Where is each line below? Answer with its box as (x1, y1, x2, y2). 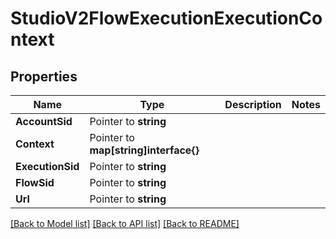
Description (224, 98, 282, 111)
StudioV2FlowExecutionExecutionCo (10, 7, 323, 30)
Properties (10, 68, 78, 85)
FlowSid (15, 176, 55, 189)
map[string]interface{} (89, 143, 200, 157)
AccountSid (15, 115, 73, 128)
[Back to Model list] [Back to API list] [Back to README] (10, 218, 240, 229)
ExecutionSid (15, 160, 80, 173)
